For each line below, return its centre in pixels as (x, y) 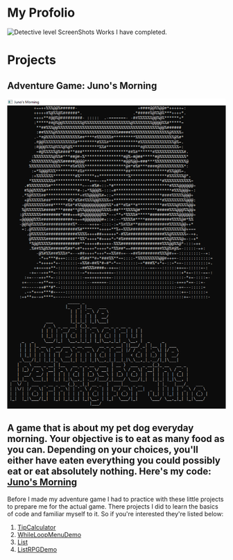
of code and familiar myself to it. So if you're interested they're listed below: (115, 514)
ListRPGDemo (37, 549)
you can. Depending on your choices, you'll (103, 450)
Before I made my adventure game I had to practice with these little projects (115, 499)
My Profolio (41, 13)
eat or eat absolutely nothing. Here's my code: (109, 472)
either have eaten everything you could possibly (114, 460)
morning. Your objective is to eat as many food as (116, 439)
